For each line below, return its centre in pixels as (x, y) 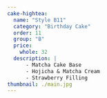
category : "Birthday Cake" (52, 26)
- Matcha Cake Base (53, 65)
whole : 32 (34, 52)
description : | (35, 59)
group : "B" (29, 39)
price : (23, 46)
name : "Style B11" (40, 20)
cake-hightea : (28, 13)
